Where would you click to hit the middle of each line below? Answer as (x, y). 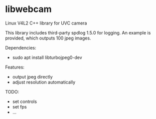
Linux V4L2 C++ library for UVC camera (46, 23)
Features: (15, 67)
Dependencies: (21, 47)
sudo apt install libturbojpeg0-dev (47, 57)
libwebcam (28, 9)
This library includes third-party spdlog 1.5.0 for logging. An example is (78, 32)
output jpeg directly (33, 76)
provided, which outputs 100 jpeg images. (48, 38)
